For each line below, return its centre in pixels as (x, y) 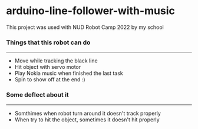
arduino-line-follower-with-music (90, 11)
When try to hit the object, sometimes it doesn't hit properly (87, 120)
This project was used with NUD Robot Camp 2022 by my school (85, 27)
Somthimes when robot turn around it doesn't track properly (88, 113)
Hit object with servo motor (48, 67)
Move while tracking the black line (56, 61)
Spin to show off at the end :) (50, 80)
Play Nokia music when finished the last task (69, 73)
